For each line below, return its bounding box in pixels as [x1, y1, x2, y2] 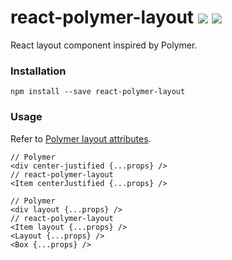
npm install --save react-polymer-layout [10, 87, 186, 97]
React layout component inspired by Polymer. [10, 39, 198, 51]
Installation [10, 64, 67, 78]
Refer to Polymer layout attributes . [10, 132, 152, 145]
